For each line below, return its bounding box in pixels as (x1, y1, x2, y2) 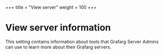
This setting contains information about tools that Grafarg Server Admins (5, 38, 159, 44)
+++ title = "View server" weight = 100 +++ (5, 5, 97, 10)
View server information (5, 22, 111, 33)
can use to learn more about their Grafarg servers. (5, 44, 112, 50)
